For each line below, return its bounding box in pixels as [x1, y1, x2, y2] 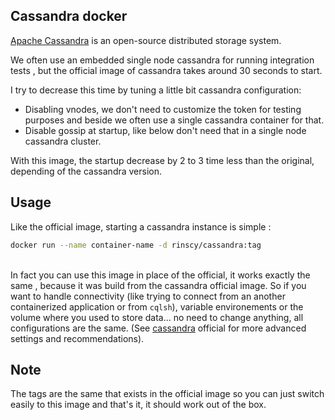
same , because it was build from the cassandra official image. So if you [10, 279, 307, 291]
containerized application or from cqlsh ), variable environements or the [10, 300, 304, 313]
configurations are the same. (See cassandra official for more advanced [10, 322, 307, 334]
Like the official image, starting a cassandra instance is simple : [10, 220, 272, 233]
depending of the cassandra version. [10, 165, 163, 177]
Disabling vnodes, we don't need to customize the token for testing [24, 103, 302, 115]
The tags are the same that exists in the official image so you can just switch [10, 388, 325, 400]
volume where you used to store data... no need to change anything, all [10, 311, 304, 323]
